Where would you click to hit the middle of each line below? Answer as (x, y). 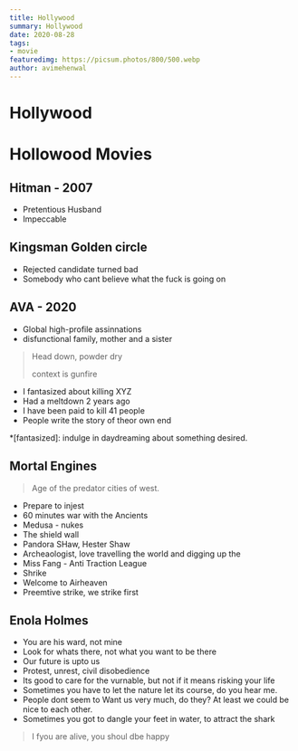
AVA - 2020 (43, 307)
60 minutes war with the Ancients (85, 515)
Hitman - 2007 (51, 188)
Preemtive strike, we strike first (80, 592)
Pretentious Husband (62, 210)
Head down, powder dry (77, 356)
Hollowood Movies (81, 154)
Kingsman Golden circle (78, 247)
